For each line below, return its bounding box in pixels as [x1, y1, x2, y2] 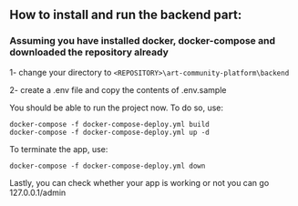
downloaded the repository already [9, 46, 169, 58]
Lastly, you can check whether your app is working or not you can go [9, 177, 270, 188]
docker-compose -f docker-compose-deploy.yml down [9, 161, 206, 170]
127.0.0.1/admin [9, 187, 67, 198]
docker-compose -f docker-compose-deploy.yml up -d [9, 128, 210, 137]
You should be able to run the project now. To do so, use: [9, 102, 224, 113]
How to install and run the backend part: [9, 7, 242, 23]
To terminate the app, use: [9, 143, 108, 154]
